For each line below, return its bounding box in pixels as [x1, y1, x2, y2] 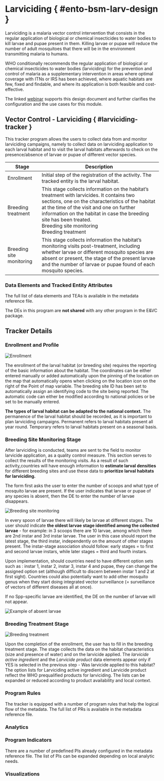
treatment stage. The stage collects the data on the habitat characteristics [5, 646, 154, 652]
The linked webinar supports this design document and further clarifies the [5, 96, 156, 101]
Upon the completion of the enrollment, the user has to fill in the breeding [5, 641, 153, 647]
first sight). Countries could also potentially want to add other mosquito [5, 574, 148, 580]
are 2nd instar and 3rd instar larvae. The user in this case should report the [5, 533, 156, 539]
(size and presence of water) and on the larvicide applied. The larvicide [5, 652, 149, 658]
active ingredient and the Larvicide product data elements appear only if [5, 657, 151, 662]
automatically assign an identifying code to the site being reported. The [5, 388, 149, 394]
